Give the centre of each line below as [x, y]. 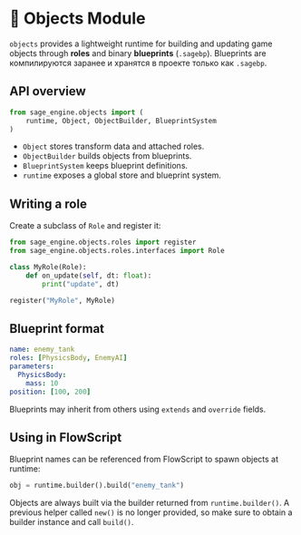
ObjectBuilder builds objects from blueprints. [107, 156]
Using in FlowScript [66, 438]
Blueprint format [57, 329]
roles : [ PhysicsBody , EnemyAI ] [68, 358]
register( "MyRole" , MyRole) [63, 300]
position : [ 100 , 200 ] [50, 392]
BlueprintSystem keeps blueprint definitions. [105, 166]
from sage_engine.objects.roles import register [103, 243]
